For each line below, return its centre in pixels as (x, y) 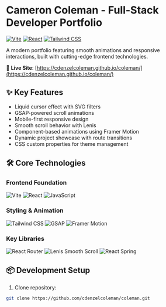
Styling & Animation (35, 210)
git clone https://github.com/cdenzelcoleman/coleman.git (78, 298)
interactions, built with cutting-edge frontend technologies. (77, 56)
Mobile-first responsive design (51, 119)
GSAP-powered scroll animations (54, 112)
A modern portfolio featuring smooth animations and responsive (83, 50)
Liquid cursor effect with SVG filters (58, 107)
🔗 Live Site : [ (22, 67)
